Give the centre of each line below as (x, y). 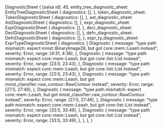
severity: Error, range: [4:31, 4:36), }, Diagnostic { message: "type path (76, 53)
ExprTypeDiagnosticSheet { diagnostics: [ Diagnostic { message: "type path (81, 43)
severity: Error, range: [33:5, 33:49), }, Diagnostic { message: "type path (77, 110)
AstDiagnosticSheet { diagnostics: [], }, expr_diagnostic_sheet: (68, 22)
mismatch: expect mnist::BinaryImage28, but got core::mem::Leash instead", (81, 48)
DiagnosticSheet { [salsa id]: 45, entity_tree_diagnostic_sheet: (67, 7)
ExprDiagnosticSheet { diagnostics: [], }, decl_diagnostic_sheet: (69, 28)
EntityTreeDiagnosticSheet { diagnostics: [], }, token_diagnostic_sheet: (75, 12)
